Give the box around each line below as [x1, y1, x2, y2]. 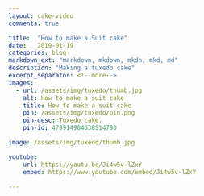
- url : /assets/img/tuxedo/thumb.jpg [15, 86, 143, 94]
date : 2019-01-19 [8, 41, 74, 49]
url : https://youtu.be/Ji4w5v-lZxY [23, 161, 143, 169]
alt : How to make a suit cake [23, 94, 125, 102]
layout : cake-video [8, 11, 74, 20]
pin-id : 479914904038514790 [23, 124, 117, 132]
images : [8, 78, 35, 87]
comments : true [8, 19, 60, 27]
